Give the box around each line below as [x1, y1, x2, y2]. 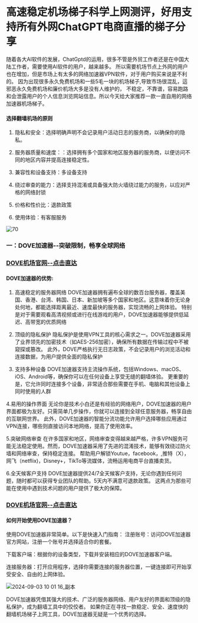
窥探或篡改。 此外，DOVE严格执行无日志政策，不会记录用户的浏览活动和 [14, 346, 191, 353]
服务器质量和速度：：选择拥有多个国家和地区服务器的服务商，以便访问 [14, 149, 186, 156]
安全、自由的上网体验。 [11, 571, 68, 578]
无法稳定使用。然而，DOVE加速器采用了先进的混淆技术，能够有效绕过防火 [11, 443, 191, 450]
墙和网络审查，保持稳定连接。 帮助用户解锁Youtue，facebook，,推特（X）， [6, 450, 190, 457]
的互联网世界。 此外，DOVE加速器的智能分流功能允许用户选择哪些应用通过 [6, 415, 187, 423]
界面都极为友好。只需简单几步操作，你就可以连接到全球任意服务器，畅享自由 [6, 408, 192, 415]
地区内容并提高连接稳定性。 [25, 156, 93, 163]
